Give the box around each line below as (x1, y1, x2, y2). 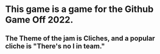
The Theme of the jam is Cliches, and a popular (5, 34, 155, 42)
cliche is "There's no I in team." (5, 41, 105, 50)
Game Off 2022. (5, 14, 74, 25)
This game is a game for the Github (5, 3, 154, 15)
